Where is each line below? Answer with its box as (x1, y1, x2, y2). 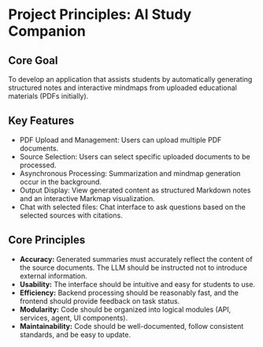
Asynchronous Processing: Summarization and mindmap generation (19, 168, 241, 178)
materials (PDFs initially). (8, 91, 89, 100)
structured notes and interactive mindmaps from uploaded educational (8, 83, 238, 92)
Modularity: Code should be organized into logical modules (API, (19, 304, 232, 314)
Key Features (8, 114, 75, 128)
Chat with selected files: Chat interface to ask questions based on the (19, 202, 246, 211)
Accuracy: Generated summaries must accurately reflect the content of (19, 254, 254, 263)
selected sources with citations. (19, 211, 124, 220)
